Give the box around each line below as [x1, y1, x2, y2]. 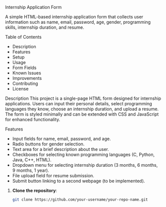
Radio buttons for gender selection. [12, 141, 85, 147]
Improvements [12, 75, 42, 81]
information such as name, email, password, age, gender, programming [5, 19, 151, 25]
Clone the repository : [12, 188, 57, 193]
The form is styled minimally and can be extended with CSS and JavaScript [5, 111, 159, 117]
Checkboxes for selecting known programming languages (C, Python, [12, 151, 155, 157]
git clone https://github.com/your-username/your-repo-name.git [12, 197, 148, 202]
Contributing [12, 80, 38, 86]
